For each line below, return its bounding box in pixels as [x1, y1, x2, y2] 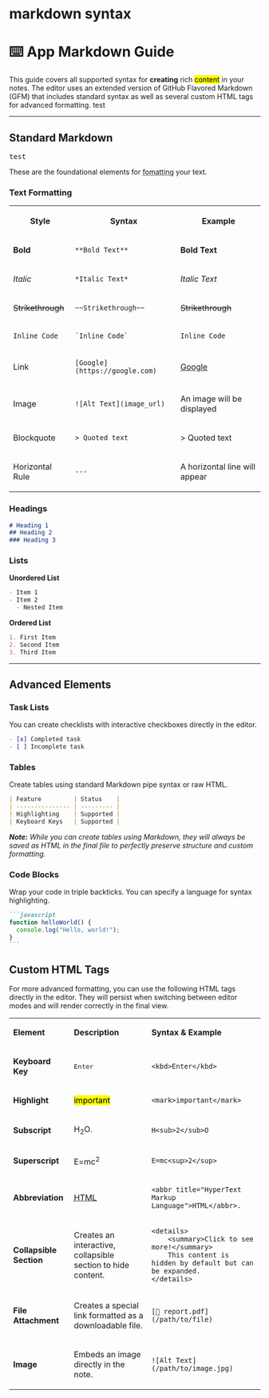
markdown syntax [9, 5, 132, 23]
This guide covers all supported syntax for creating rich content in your [9, 75, 244, 85]
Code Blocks [9, 868, 59, 880]
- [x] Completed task [9, 736, 81, 744]
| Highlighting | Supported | [9, 810, 121, 819]
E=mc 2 [73, 1154, 101, 1167]
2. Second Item [9, 641, 60, 649]
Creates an [73, 1229, 115, 1241]
